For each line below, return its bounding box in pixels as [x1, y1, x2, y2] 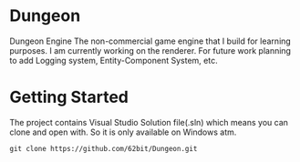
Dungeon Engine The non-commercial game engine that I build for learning [9, 35, 292, 46]
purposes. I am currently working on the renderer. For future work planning [9, 45, 292, 56]
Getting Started [9, 87, 129, 107]
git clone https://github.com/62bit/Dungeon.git [9, 144, 198, 153]
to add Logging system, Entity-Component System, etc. [9, 55, 218, 66]
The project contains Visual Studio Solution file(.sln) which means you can [9, 116, 289, 127]
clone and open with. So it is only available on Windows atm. [9, 127, 237, 137]
